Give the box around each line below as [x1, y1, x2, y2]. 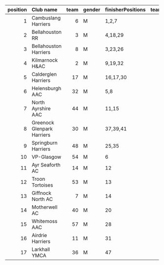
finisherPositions [104, 6, 146, 13]
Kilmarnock [31, 57, 58, 63]
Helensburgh [31, 85, 61, 92]
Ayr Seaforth [31, 162, 61, 168]
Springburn [31, 140, 58, 146]
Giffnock [31, 190, 52, 196]
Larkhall [31, 246, 50, 253]
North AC [31, 196, 53, 202]
